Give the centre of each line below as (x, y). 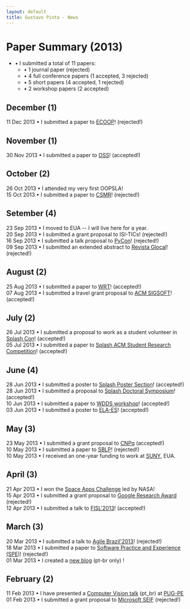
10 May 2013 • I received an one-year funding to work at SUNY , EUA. (91, 455)
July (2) (21, 318)
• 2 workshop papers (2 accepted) (66, 89)
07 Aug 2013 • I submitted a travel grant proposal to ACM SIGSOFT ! (89, 293)
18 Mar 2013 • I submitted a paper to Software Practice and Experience (94, 547)
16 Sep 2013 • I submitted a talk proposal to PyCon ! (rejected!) (83, 240)
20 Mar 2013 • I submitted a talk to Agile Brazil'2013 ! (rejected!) (84, 541)
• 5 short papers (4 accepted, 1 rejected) (74, 82)
